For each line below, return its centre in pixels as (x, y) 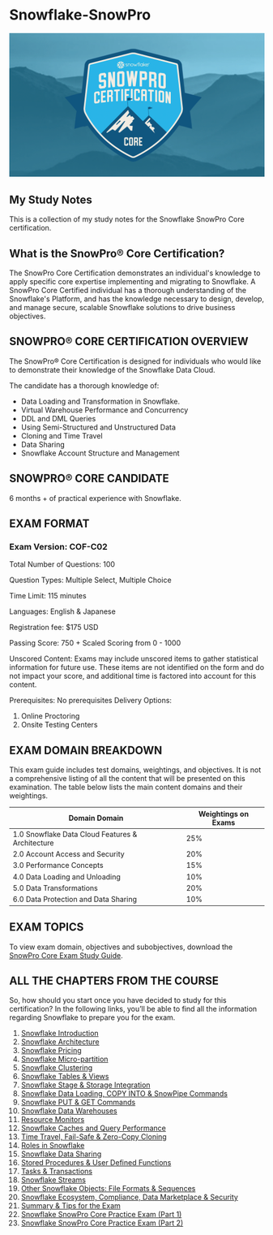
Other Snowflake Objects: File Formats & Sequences (108, 1189)
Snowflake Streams (53, 1180)
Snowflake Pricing (51, 1051)
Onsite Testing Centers (59, 725)
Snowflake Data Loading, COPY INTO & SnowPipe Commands (124, 1094)
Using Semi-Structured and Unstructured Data (98, 427)
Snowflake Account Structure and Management (100, 453)
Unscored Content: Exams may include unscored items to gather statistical (134, 659)
